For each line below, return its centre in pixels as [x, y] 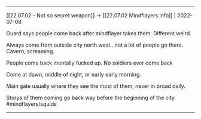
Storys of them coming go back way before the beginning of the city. [91, 97]
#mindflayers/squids [31, 104]
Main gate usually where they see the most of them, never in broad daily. [96, 86]
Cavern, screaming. [31, 51]
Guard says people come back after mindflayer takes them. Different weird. [99, 33]
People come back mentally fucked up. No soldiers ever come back [90, 63]
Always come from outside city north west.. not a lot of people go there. [95, 45]
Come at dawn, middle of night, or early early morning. [74, 74]
